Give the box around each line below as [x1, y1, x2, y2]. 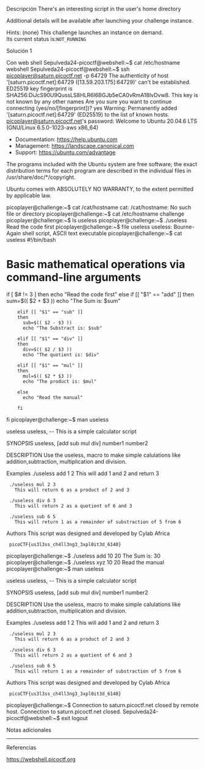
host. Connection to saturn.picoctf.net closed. [6, 708, 122, 715]
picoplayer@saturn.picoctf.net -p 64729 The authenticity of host [6, 72, 169, 79]
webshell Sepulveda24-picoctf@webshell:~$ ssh [6, 65, 130, 73]
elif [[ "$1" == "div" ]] [17, 335, 84, 341]
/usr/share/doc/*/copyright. [6, 173, 76, 181]
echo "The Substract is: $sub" [22, 325, 103, 331]
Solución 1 [6, 47, 32, 54]
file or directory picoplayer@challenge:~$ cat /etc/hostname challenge [6, 210, 185, 217]
